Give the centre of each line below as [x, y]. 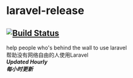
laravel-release [45, 11]
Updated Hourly [27, 62]
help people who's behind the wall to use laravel [67, 48]
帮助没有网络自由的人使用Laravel [47, 55]
